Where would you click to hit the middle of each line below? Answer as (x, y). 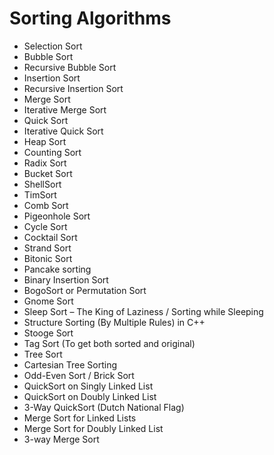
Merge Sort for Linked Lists (80, 418)
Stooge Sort (48, 333)
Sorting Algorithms (90, 18)
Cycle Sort (45, 226)
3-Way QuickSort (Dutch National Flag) (104, 407)
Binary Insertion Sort (66, 279)
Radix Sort (45, 163)
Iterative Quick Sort (63, 131)
